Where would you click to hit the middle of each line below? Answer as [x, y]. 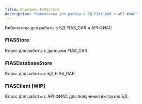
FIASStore [17, 40]
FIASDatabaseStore [29, 63]
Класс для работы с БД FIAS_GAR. [40, 74]
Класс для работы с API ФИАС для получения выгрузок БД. [67, 96]
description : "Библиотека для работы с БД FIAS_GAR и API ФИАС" [71, 14]
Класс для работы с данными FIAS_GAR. [47, 51]
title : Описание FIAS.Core [32, 9]
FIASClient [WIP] [25, 86]
